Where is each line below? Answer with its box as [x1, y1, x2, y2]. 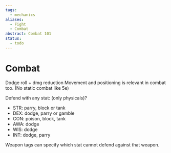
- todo [10, 41, 24, 46]
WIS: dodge [12, 126, 38, 133]
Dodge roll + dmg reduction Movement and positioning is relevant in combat [5, 80, 166, 86]
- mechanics [10, 12, 36, 17]
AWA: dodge [12, 121, 39, 127]
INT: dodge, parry [12, 132, 51, 138]
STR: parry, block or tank [12, 105, 66, 111]
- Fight [10, 21, 27, 27]
